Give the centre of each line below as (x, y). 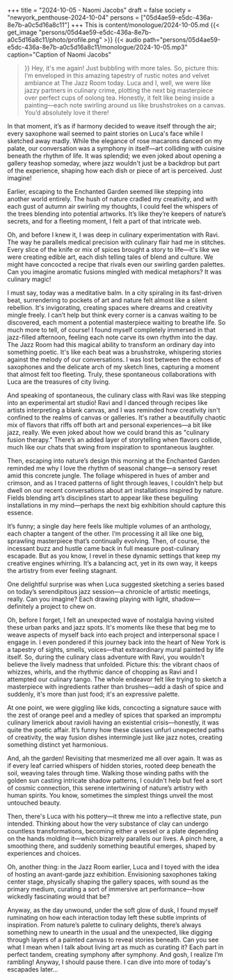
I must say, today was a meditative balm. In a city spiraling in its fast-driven (115, 293)
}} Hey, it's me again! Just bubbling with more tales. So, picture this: (121, 68)
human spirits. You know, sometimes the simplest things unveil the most (110, 795)
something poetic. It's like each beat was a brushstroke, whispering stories (114, 352)
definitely (21, 606)
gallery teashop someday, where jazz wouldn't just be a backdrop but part (114, 163)
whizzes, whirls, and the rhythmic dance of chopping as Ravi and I (102, 672)
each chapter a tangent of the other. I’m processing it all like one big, (105, 534)
